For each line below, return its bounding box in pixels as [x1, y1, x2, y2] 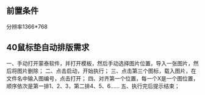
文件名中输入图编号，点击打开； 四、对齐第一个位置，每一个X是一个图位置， [6, 74, 199, 82]
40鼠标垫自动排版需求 [6, 42, 90, 53]
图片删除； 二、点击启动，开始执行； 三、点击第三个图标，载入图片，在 [16, 67, 196, 74]
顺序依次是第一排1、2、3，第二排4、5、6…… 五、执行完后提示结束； [6, 82, 180, 90]
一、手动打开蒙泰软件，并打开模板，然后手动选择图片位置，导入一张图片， [6, 59, 193, 67]
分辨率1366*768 [6, 23, 48, 30]
